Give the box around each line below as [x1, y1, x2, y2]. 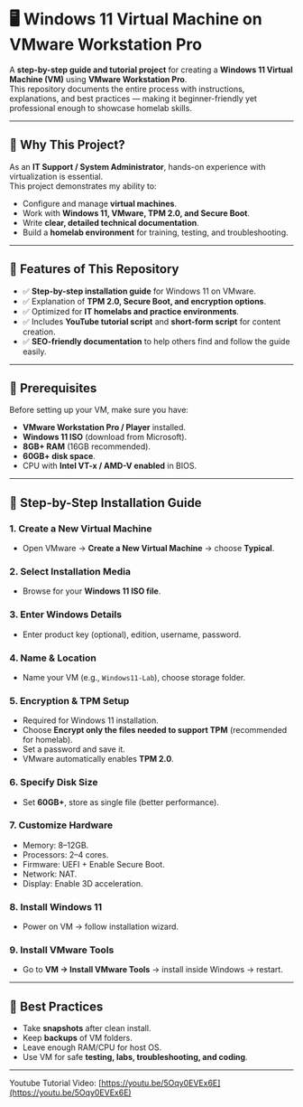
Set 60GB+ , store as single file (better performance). [22, 796, 219, 807]
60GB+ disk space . [22, 451, 96, 462]
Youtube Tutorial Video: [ [9, 1078, 102, 1089]
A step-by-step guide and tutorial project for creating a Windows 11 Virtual [9, 64, 293, 75]
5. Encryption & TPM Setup [9, 694, 130, 707]
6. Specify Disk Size [9, 776, 98, 789]
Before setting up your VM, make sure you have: [9, 405, 189, 416]
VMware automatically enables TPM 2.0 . [22, 754, 174, 765]
